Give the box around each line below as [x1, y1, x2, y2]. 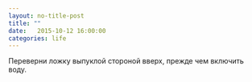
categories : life [8, 34, 67, 43]
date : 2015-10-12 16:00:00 [8, 27, 106, 35]
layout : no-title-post [8, 11, 85, 20]
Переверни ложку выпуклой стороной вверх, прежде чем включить [8, 56, 244, 66]
